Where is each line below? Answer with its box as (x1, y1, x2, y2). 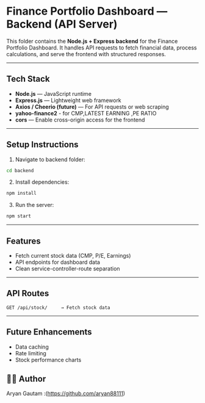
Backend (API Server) (6, 17, 118, 31)
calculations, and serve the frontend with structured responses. (6, 50, 167, 57)
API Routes (6, 288, 49, 299)
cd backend (6, 167, 34, 173)
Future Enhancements (6, 327, 93, 337)
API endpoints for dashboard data (15, 258, 101, 266)
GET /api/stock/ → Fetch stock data (6, 304, 111, 311)
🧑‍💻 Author (6, 374, 46, 384)
